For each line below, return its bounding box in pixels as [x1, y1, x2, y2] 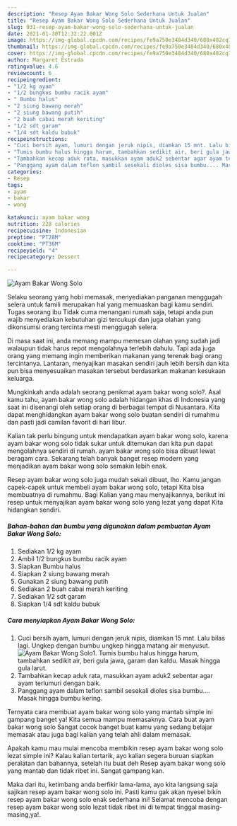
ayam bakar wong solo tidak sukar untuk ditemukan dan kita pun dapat [7, 440, 213, 448]
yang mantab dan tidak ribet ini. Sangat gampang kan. [7, 767, 164, 775]
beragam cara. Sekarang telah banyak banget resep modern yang [7, 454, 199, 463]
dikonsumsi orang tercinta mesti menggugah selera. [7, 323, 159, 331]
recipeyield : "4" [7, 247, 59, 254]
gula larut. [17, 664, 47, 672]
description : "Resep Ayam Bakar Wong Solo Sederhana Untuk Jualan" [7, 10, 210, 18]
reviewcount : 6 [7, 69, 52, 76]
